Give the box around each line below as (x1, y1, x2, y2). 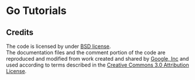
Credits (6, 27, 34, 37)
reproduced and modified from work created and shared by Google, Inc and (6, 55, 189, 62)
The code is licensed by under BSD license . (6, 43, 111, 50)
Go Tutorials (6, 4, 67, 18)
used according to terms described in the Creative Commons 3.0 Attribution (6, 61, 189, 68)
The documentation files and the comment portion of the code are (6, 49, 166, 56)
